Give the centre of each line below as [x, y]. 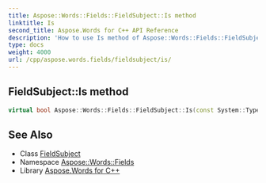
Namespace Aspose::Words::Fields [77, 162]
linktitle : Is [32, 23]
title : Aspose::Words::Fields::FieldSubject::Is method [102, 15]
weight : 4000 [30, 52]
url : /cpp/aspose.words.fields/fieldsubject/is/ [90, 60]
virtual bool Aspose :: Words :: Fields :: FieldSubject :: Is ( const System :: [127, 110]
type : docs [26, 45]
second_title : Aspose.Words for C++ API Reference [93, 30]
